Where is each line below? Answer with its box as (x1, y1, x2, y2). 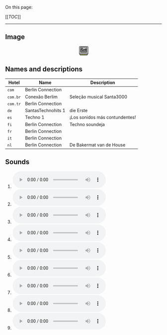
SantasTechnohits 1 (24, 108, 66, 114)
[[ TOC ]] (5, 14, 21, 19)
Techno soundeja (69, 121, 105, 127)
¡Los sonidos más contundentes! (69, 114, 136, 121)
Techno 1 (24, 114, 45, 121)
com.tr (7, 101, 21, 106)
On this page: (5, 4, 33, 10)
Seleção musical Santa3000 (69, 94, 128, 100)
